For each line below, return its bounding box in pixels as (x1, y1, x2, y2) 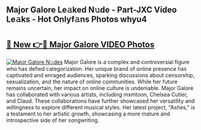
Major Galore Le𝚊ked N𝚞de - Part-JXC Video (6, 5, 177, 15)
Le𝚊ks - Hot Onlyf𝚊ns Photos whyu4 (6, 15, 147, 25)
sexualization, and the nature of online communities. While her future (6, 78, 178, 85)
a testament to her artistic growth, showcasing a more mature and (6, 110, 170, 117)
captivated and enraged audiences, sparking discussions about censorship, (6, 72, 195, 79)
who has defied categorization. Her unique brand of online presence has (6, 65, 187, 72)
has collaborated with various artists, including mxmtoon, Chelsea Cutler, (6, 91, 188, 98)
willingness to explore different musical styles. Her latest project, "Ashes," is (6, 104, 196, 111)
